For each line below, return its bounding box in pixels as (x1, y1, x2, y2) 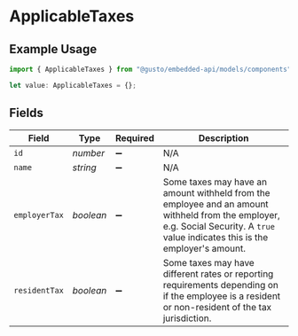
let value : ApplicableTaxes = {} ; (9, 81, 137, 90)
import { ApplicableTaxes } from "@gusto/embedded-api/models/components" (9, 65, 292, 74)
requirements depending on (162, 278, 279, 291)
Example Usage (9, 42, 98, 57)
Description (198, 131, 249, 144)
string (72, 161, 98, 174)
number (72, 146, 106, 159)
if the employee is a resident (162, 290, 281, 302)
